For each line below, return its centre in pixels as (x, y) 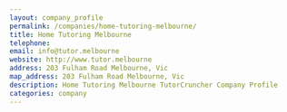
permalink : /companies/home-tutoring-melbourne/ (103, 26)
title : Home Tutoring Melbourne (70, 34)
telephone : (30, 43)
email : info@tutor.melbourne (64, 51)
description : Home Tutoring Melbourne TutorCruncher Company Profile (144, 85)
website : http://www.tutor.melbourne (81, 60)
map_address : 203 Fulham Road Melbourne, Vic (97, 77)
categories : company (49, 93)
